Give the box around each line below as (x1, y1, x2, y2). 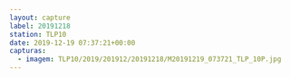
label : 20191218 (9, 22, 71, 30)
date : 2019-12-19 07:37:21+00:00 (9, 38, 136, 48)
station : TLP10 (9, 30, 67, 39)
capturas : (9, 47, 47, 56)
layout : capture (9, 13, 71, 22)
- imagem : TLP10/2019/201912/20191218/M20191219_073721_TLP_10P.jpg (17, 55, 282, 64)
